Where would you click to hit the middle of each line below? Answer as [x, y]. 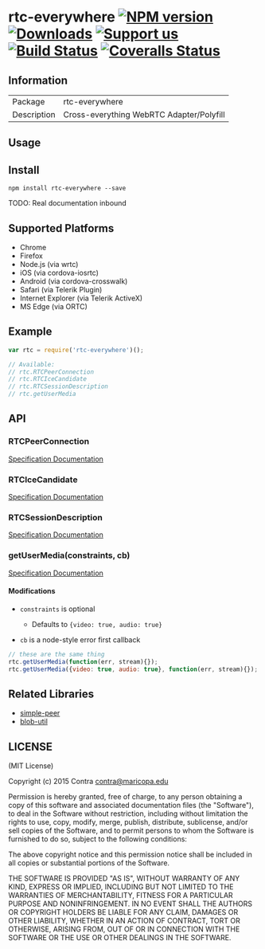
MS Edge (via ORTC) [53, 307]
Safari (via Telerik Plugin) [61, 290]
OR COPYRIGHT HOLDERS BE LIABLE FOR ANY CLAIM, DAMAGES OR [123, 912]
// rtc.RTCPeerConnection [51, 372]
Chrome [33, 248]
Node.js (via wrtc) [49, 265]
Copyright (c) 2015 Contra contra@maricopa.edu [88, 782]
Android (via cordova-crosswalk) [74, 281]
